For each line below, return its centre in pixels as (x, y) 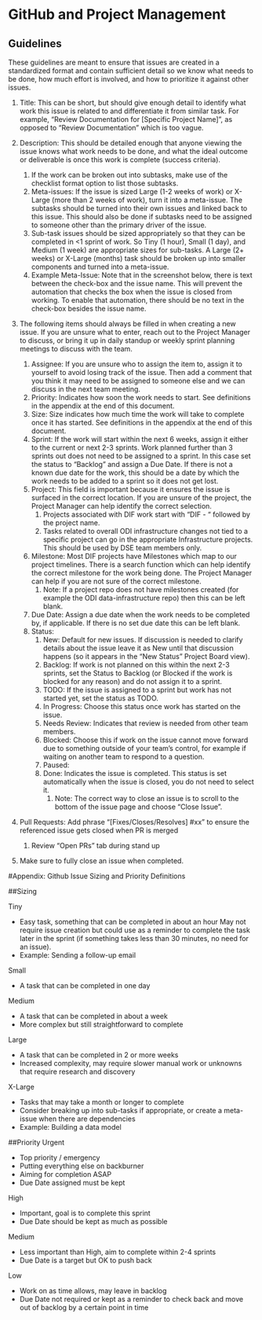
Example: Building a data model (70, 1127)
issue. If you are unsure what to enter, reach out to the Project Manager (135, 332)
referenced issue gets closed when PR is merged (99, 830)
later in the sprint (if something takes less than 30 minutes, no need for (134, 938)
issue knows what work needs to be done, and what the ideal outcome (134, 151)
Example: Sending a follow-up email (77, 955)
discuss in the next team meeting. (86, 389)
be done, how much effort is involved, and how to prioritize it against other (129, 79)
